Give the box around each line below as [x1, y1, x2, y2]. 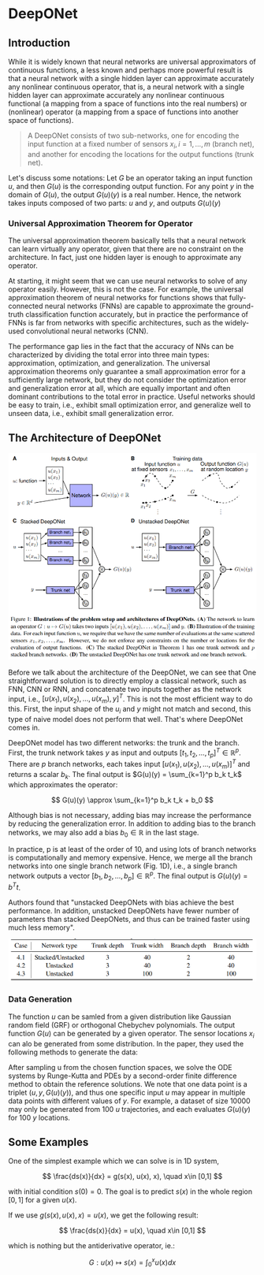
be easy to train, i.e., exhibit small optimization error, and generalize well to [8, 400, 251, 410]
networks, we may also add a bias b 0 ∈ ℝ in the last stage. [8, 827, 199, 839]
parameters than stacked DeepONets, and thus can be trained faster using [8, 915, 251, 924]
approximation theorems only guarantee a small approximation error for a [8, 367, 246, 377]
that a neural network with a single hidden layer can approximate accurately [8, 74, 255, 83]
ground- [227, 301, 255, 311]
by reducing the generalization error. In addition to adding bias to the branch [8, 819, 256, 828]
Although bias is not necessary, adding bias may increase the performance [8, 810, 252, 820]
